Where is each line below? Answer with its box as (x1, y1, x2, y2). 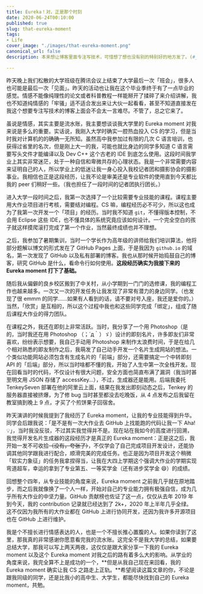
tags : (6, 32, 20, 38)
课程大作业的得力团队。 (11, 310, 70, 317)
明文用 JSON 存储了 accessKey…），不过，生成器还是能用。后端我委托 (11, 376, 186, 383)
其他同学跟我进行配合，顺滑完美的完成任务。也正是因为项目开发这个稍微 (11, 449, 192, 456)
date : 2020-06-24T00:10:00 (6, 15, 74, 21)
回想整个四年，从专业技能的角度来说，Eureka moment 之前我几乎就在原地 (6, 477, 190, 485)
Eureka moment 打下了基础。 (6, 267, 80, 274)
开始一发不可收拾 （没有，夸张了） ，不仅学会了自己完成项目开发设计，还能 (6, 442, 189, 449)
